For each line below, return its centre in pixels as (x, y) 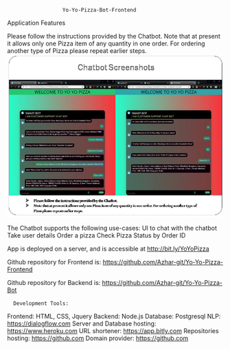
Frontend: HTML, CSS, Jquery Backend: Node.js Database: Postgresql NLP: (114, 316)
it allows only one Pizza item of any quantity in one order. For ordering (106, 43)
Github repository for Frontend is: (54, 262)
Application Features (36, 23)
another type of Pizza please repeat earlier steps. (77, 51)
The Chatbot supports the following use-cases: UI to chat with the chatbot (112, 228)
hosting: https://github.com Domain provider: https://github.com (98, 338)
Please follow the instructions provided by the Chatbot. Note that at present (114, 36)
